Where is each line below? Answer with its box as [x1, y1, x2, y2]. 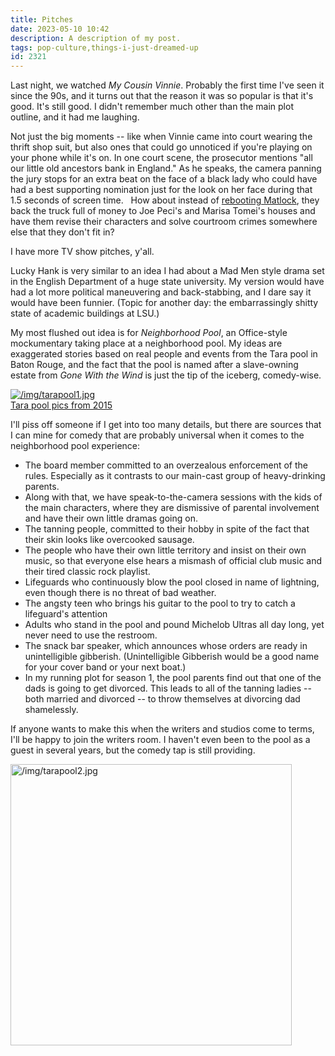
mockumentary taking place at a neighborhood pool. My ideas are [10, 337, 283, 350]
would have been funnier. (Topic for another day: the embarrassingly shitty [10, 297, 319, 309]
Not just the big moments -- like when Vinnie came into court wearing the [10, 131, 313, 143]
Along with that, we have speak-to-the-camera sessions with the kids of [24, 491, 323, 503]
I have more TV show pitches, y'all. [10, 246, 155, 258]
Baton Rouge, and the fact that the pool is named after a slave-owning [10, 359, 299, 371]
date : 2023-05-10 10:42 [10, 24, 110, 34]
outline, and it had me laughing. [10, 111, 140, 123]
